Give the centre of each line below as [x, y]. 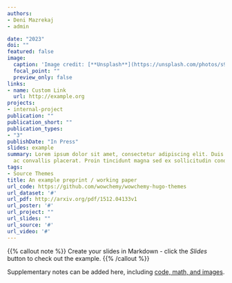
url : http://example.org [49, 97]
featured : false [30, 52]
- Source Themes [30, 173]
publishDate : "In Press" [43, 141]
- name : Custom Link [37, 90]
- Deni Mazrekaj [30, 20]
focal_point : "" [37, 71]
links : [17, 84]
